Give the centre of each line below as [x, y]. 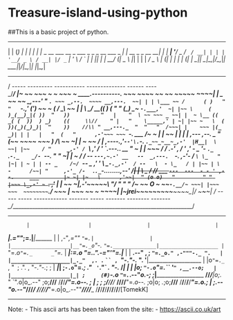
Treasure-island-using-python [98, 13]
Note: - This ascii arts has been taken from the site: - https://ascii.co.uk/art [114, 309]
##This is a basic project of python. [58, 32]
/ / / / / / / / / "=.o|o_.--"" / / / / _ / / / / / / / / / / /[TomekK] [87, 289]
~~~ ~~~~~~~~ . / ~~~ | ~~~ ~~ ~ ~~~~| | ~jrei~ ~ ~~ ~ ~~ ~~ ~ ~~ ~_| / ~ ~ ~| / [112, 191]
